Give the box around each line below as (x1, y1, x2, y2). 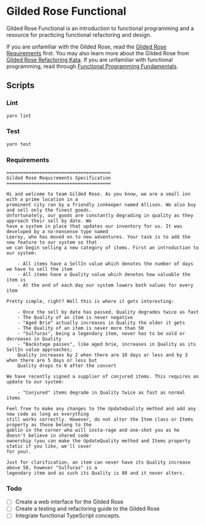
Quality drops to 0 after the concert (17, 362, 117, 369)
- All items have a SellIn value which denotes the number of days (17, 261, 193, 267)
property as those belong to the (6, 421, 92, 427)
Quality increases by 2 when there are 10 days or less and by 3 (17, 351, 188, 358)
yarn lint (6, 112, 32, 119)
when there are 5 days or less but (6, 357, 98, 363)
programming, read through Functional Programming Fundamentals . (6, 63, 179, 70)
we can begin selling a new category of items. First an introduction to (6, 244, 199, 251)
